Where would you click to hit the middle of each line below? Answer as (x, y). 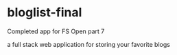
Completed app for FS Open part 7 (56, 31)
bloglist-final (45, 13)
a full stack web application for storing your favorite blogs (88, 44)
